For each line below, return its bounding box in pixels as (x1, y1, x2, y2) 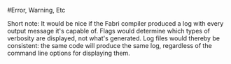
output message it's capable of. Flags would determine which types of (7, 27, 211, 35)
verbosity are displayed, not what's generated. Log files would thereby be (7, 34, 220, 42)
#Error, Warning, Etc (7, 6, 66, 14)
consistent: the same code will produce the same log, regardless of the (7, 42, 212, 49)
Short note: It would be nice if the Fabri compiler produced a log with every (7, 19, 224, 27)
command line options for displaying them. (7, 49, 131, 57)
